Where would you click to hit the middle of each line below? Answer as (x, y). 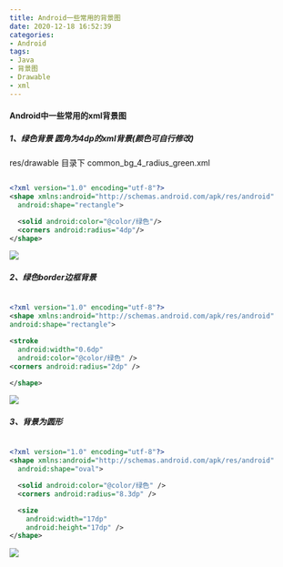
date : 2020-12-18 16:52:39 (61, 26)
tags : (20, 52)
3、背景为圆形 (36, 421)
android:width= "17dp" (66, 519)
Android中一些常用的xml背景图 (68, 116)
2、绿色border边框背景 (53, 278)
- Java (22, 60)
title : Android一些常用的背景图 (65, 18)
